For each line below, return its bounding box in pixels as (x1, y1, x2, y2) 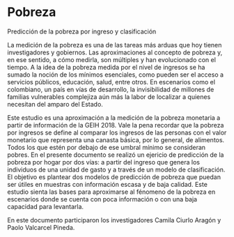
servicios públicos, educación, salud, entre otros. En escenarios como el (7, 77, 216, 86)
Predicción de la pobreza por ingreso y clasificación (7, 27, 157, 36)
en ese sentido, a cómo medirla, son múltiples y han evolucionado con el (7, 55, 216, 63)
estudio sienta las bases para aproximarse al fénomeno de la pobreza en (7, 188, 216, 196)
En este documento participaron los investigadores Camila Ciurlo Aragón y (7, 215, 221, 224)
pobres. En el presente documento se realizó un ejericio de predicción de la (7, 151, 224, 159)
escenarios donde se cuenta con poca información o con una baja (7, 194, 197, 203)
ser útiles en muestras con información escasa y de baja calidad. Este (7, 180, 208, 188)
